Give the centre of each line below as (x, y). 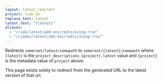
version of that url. (24, 75)
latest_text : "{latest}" (30, 23)
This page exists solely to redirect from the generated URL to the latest (76, 70)
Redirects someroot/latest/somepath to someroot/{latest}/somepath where (79, 50)
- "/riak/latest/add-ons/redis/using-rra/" (54, 32)
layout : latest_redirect (30, 9)
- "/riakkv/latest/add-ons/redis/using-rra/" (56, 37)
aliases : (14, 28)
